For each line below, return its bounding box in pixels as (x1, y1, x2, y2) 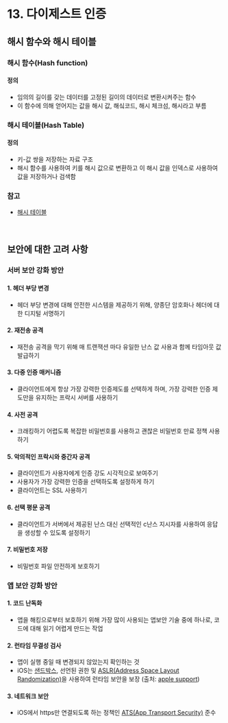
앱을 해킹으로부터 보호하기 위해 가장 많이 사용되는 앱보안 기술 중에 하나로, (16, 615, 213, 623)
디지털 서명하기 (24, 309, 65, 317)
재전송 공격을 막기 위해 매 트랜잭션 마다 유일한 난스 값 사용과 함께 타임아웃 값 (16, 343, 222, 351)
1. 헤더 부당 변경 (7, 284, 49, 292)
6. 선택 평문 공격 (7, 503, 51, 512)
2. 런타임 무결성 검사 (7, 641, 62, 650)
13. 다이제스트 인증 (7, 6, 107, 22)
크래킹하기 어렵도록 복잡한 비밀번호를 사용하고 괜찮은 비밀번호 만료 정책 (16, 427, 207, 435)
